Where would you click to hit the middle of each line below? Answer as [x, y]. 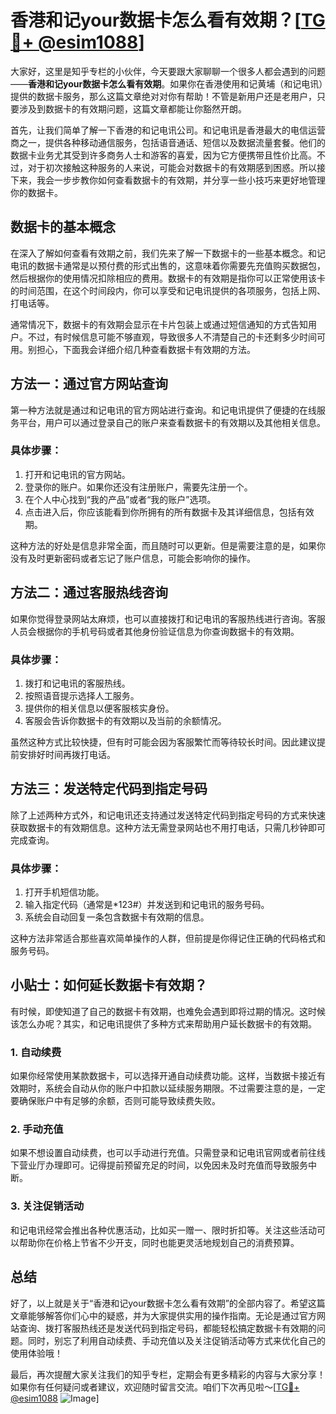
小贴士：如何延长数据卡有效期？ [109, 985]
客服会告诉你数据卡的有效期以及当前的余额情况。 [125, 720]
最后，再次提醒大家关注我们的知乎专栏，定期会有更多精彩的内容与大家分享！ [168, 1374]
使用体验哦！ [36, 1353]
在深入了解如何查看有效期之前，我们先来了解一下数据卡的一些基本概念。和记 [168, 253]
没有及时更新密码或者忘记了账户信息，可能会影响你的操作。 [133, 558]
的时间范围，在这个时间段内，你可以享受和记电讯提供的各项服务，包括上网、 [168, 290]
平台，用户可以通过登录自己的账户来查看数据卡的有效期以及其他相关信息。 [172, 422]
